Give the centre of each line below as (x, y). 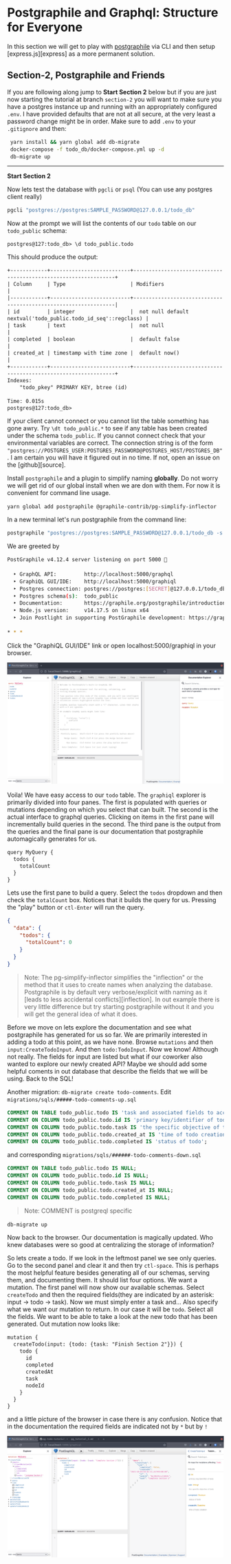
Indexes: (20, 381)
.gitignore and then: (37, 128)
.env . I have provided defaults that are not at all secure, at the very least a (111, 114)
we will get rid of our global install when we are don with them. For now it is (114, 486)
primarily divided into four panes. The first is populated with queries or (107, 802)
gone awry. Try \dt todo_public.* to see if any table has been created (107, 428)
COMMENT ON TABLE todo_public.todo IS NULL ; (72, 1169)
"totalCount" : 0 (48, 942)
